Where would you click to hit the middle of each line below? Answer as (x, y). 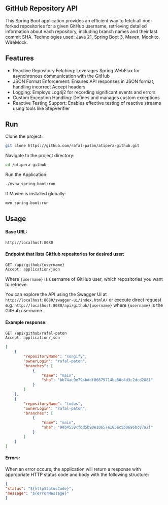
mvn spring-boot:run (27, 203)
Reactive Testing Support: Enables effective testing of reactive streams (87, 103)
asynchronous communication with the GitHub (61, 76)
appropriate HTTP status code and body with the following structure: (77, 474)
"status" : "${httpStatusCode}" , (39, 488)
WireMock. (17, 42)
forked (12, 26)
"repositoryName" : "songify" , (55, 357)
